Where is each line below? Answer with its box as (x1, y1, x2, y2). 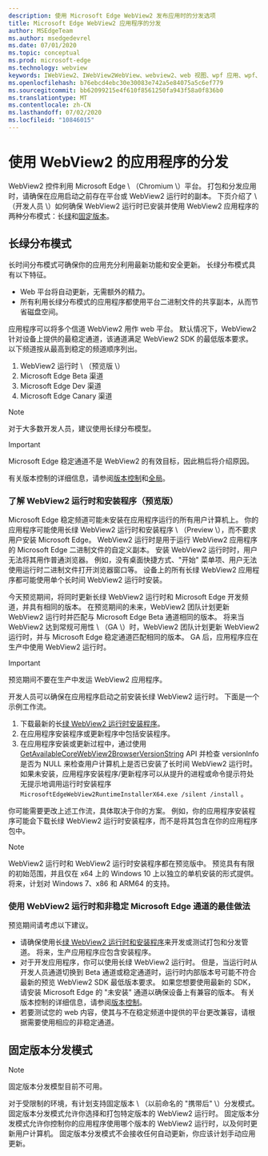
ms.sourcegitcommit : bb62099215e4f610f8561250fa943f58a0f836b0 (8, 86, 224, 95)
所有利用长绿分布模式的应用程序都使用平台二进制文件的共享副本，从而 (19, 297, 252, 306)
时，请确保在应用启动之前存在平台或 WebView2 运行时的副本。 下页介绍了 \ (8, 191, 258, 200)
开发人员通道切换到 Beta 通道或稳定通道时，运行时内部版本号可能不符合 (19, 968, 257, 977)
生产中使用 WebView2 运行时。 (8, 642, 110, 652)
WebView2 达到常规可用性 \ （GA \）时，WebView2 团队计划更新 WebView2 (8, 622, 260, 632)
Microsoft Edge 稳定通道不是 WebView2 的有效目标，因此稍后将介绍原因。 (8, 456, 254, 466)
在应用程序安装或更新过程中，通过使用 (19, 738, 146, 748)
